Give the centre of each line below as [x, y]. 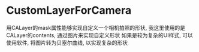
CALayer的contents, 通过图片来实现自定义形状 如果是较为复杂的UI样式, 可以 [99, 35]
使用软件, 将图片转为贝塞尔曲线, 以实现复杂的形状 [67, 42]
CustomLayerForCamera [69, 10]
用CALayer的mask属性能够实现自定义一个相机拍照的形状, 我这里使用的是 [96, 27]
